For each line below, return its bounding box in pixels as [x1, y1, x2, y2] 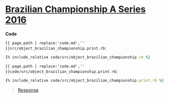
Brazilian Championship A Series [5, 4, 146, 15]
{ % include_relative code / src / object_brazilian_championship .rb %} [5, 54, 151, 60]
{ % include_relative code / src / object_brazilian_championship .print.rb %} [5, 78, 164, 83]
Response [17, 87, 39, 93]
